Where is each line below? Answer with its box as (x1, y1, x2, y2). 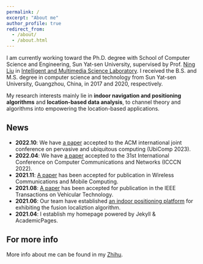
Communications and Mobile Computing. (15, 178, 119, 185)
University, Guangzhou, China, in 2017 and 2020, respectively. (6, 80, 163, 87)
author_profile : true (6, 20, 62, 26)
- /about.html (12, 37, 48, 43)
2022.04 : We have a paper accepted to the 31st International (15, 152, 169, 159)
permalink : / (6, 9, 40, 15)
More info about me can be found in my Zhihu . (6, 251, 124, 258)
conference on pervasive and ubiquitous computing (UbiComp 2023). (15, 145, 191, 153)
